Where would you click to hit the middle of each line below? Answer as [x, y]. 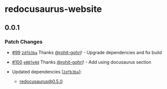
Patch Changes [24, 42]
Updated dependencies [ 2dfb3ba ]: [47, 72]
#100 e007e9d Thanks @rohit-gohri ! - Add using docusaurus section [81, 62]
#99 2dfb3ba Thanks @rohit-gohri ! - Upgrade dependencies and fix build [87, 52]
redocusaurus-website [53, 9]
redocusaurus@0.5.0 [41, 81]
